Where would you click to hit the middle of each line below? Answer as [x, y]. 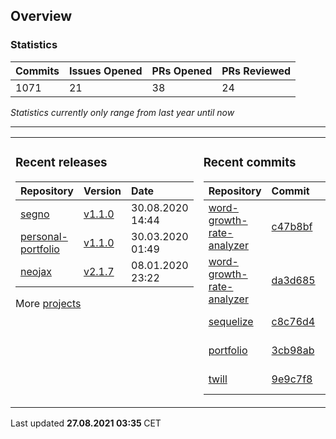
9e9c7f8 [292, 379]
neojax [36, 271]
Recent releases [61, 162]
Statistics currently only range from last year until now [122, 112]
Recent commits [250, 162]
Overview [41, 16]
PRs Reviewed [256, 71]
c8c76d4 [293, 321]
